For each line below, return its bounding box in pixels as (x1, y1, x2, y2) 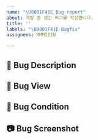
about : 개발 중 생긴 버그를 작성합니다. (6, 15, 94, 21)
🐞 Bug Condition (6, 102, 69, 112)
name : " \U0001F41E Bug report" (6, 9, 86, 15)
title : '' (6, 20, 32, 26)
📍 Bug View (6, 80, 51, 91)
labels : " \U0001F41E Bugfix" (6, 26, 81, 33)
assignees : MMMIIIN (6, 32, 56, 38)
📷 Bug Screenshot (6, 123, 79, 134)
